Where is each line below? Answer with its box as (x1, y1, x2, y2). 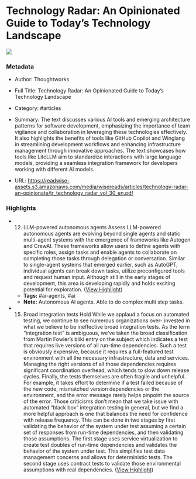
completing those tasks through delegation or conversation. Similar (23, 254, 185, 261)
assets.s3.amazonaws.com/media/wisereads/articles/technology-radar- (14, 183, 189, 191)
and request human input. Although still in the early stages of (23, 273, 171, 280)
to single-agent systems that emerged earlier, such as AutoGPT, (23, 261, 178, 268)
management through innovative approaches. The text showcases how (14, 147, 186, 154)
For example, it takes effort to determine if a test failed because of (23, 379, 183, 386)
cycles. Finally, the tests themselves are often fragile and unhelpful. (23, 373, 186, 380)
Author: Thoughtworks (14, 76, 70, 83)
